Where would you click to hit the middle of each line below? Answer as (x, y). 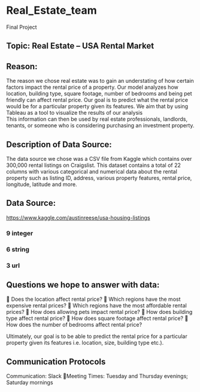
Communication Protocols (56, 362)
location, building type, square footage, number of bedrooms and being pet (99, 94)
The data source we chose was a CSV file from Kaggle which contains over (99, 158)
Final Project (22, 27)
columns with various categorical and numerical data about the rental (92, 171)
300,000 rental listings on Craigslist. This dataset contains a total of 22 (94, 165)
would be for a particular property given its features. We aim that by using (97, 106)
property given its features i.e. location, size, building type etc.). (85, 343)
